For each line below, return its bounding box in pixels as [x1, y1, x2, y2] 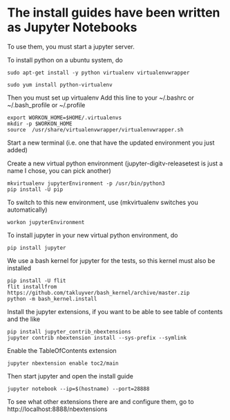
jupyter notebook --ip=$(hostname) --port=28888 [7, 385, 150, 392]
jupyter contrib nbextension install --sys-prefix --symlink [7, 334, 187, 341]
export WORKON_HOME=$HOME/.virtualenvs [7, 114, 122, 121]
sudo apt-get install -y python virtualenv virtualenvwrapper [7, 69, 190, 76]
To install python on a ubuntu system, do [7, 55, 123, 64]
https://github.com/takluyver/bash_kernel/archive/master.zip [7, 289, 190, 296]
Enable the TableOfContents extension [7, 346, 117, 354]
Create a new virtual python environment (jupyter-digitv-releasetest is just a [7, 159, 223, 167]
